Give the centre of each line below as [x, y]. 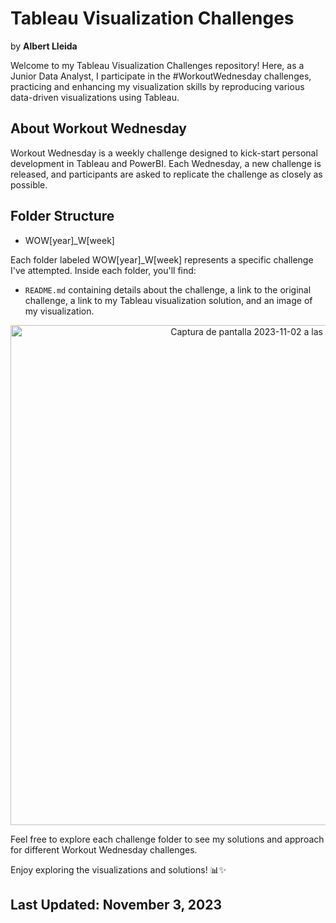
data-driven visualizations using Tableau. [95, 97]
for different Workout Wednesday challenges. [104, 849]
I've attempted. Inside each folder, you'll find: [103, 270]
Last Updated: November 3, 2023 [116, 904]
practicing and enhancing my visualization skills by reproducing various [157, 86]
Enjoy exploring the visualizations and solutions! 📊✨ [118, 869]
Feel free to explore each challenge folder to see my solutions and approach [167, 839]
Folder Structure [62, 216]
